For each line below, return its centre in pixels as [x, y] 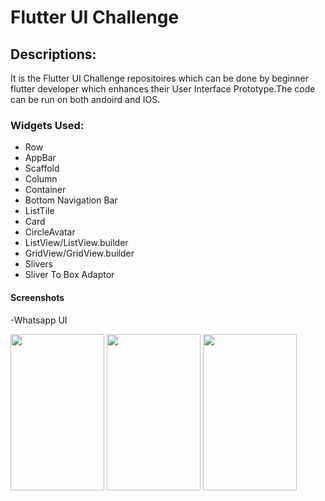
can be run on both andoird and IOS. [85, 99]
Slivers [38, 264]
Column [41, 179]
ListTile [39, 211]
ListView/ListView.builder [76, 243]
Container [45, 190]
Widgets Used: [47, 125]
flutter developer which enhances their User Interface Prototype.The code [163, 89]
